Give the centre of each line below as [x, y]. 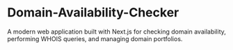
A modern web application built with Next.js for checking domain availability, [116, 32]
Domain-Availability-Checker [93, 13]
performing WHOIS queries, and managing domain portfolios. [95, 38]
